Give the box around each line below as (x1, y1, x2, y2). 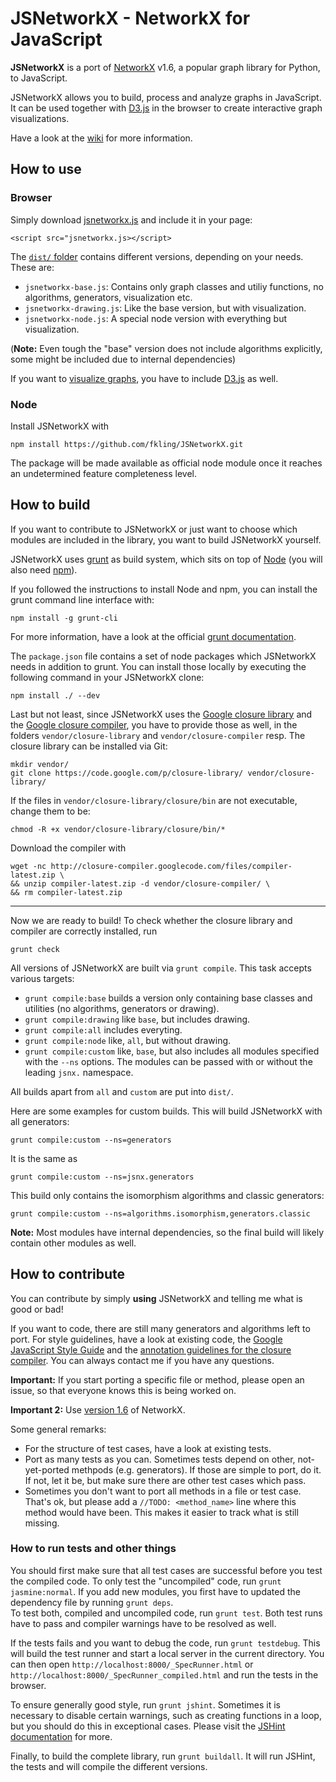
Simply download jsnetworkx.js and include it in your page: (10, 213, 253, 226)
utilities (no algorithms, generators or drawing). (24, 1002, 220, 1014)
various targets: (10, 972, 75, 984)
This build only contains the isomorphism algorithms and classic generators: (10, 1189, 325, 1201)
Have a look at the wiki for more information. (10, 132, 193, 144)
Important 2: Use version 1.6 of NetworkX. (10, 1403, 186, 1416)
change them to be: (10, 805, 91, 817)
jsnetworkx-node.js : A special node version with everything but (24, 312, 288, 324)
